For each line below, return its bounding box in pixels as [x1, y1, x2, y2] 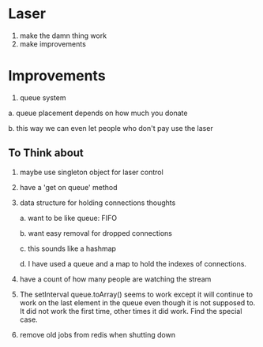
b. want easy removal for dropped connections [19, 228, 172, 237]
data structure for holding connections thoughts [19, 198, 176, 207]
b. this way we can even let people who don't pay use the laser [8, 123, 213, 132]
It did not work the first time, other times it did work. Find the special [19, 306, 242, 315]
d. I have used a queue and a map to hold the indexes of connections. [19, 259, 247, 268]
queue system [19, 92, 66, 103]
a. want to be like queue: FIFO [19, 213, 117, 222]
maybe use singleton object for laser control [19, 167, 163, 177]
